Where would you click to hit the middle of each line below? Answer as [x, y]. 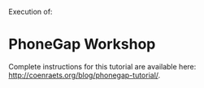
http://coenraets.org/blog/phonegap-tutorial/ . [85, 75]
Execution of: [30, 12]
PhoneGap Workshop [82, 44]
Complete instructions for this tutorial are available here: [102, 66]
